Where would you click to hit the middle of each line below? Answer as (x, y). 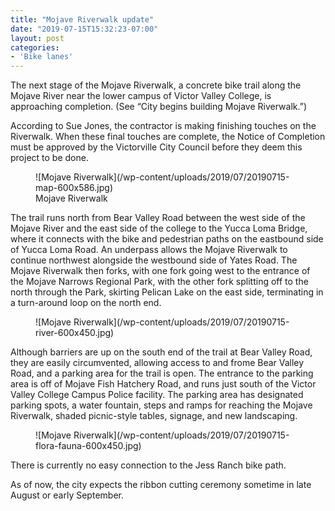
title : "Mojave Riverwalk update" (82, 19)
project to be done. (49, 158)
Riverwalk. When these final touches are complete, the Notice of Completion (168, 137)
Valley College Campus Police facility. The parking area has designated (157, 395)
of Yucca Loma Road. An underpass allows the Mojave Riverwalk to (149, 250)
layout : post (37, 38)
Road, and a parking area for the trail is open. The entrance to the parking (162, 373)
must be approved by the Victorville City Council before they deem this (156, 147)
